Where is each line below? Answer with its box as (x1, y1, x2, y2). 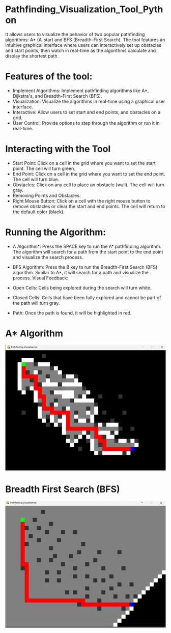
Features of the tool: (5, 71, 93, 82)
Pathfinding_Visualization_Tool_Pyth (5, 4, 163, 15)
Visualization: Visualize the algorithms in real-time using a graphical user (12, 98, 165, 104)
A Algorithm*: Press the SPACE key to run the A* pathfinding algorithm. (12, 243, 162, 249)
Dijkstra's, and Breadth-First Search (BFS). (12, 93, 102, 99)
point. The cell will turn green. (12, 165, 75, 171)
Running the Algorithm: (5, 226, 106, 238)
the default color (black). (12, 209, 65, 215)
